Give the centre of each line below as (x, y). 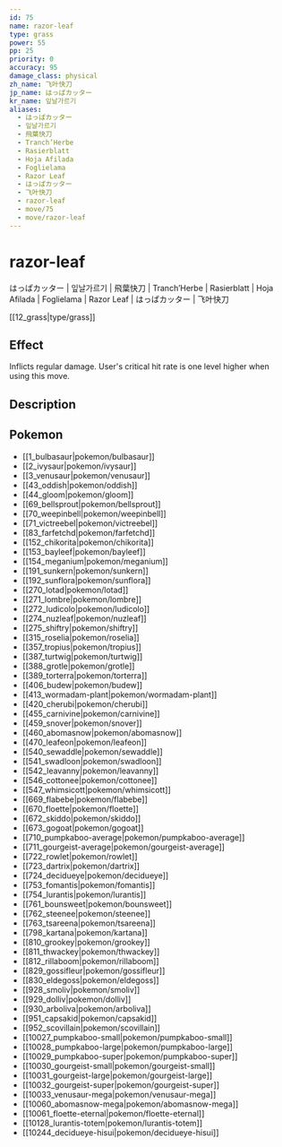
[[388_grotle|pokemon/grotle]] (78, 666)
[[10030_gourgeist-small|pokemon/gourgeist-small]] (119, 1065)
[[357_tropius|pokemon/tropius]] (81, 647)
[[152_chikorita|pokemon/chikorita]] (88, 542)
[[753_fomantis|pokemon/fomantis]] (89, 884)
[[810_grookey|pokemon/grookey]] (86, 942)
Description (43, 404)
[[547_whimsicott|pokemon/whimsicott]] (97, 789)
